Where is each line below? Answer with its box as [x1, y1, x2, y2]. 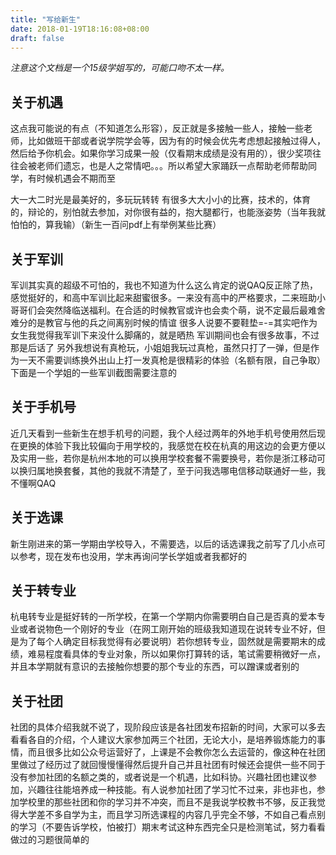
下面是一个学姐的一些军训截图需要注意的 [10, 367, 177, 378]
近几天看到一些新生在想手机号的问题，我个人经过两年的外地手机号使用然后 [10, 427, 317, 439]
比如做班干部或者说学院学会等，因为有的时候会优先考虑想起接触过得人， [27, 135, 326, 147]
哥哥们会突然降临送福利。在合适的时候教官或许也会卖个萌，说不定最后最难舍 [10, 304, 326, 316]
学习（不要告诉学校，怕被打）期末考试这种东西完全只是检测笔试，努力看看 [18, 821, 326, 833]
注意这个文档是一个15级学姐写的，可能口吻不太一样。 [10, 62, 230, 74]
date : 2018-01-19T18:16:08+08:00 [10, 24, 150, 34]
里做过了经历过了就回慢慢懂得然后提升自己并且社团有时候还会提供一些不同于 [10, 759, 326, 771]
